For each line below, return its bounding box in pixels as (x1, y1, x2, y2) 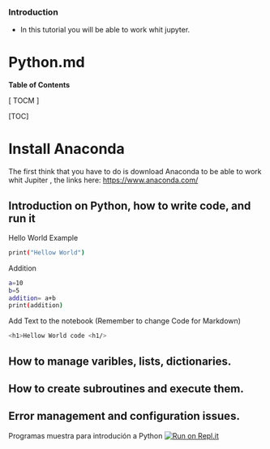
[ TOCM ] (8, 96, 40, 105)
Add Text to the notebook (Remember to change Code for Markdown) (8, 316, 242, 326)
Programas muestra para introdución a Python (8, 430, 163, 440)
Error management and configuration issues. (8, 409, 241, 423)
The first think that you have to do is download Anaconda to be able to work (8, 167, 262, 177)
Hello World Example (8, 233, 79, 242)
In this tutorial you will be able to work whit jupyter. (19, 25, 191, 35)
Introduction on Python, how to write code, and (8, 199, 251, 212)
